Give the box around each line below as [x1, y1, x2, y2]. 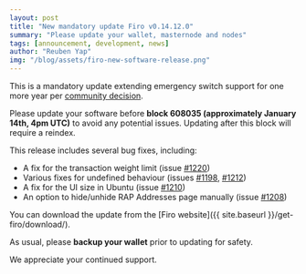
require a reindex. [9, 127, 76, 137]
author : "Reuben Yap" [9, 47, 92, 56]
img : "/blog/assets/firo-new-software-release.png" [9, 56, 210, 65]
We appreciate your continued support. [9, 254, 157, 265]
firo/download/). [9, 219, 71, 229]
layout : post [9, 13, 59, 23]
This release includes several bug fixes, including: [9, 145, 198, 156]
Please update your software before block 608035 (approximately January [9, 108, 297, 118]
